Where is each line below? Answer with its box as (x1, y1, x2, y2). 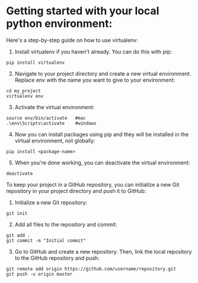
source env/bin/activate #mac (6, 115, 86, 121)
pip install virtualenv (6, 60, 65, 66)
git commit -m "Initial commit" (6, 237, 86, 244)
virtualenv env (6, 93, 44, 99)
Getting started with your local (6, 4, 159, 18)
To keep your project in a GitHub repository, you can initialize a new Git (6, 181, 180, 188)
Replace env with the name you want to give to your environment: (14, 76, 175, 83)
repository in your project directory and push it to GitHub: (6, 187, 146, 194)
